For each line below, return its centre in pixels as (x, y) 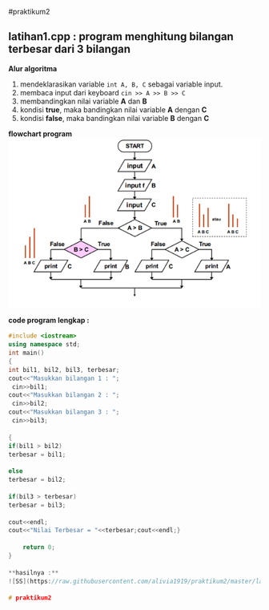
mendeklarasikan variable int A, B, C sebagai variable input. (121, 84)
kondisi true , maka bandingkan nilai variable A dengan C (113, 109)
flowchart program (40, 133)
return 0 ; (39, 547)
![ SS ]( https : (30, 581)
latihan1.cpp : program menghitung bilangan (121, 36)
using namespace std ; (44, 345)
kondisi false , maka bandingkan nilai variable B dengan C (114, 118)
